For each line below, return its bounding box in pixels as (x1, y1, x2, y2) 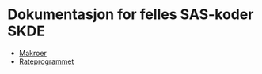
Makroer (18, 48, 47, 57)
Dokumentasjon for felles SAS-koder (7, 6, 254, 24)
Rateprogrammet (18, 57, 74, 66)
